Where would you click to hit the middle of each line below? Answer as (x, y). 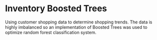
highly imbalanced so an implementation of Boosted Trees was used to (76, 27)
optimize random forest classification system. (51, 32)
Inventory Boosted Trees (56, 9)
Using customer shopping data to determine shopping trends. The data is (79, 22)
